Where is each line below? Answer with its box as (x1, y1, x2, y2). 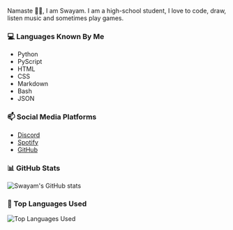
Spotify (17, 138, 38, 146)
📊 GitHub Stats (7, 163, 61, 173)
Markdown (17, 80, 49, 88)
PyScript (17, 58, 43, 66)
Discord (17, 131, 40, 139)
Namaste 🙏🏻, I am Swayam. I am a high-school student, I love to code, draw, (7, 7, 227, 15)
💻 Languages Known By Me (7, 31, 105, 41)
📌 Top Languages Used (7, 199, 87, 208)
